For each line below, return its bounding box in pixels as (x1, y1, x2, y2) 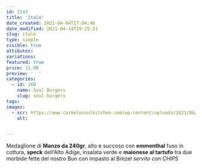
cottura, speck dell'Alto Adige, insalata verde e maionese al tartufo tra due (6, 149, 192, 156)
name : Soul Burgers (17, 87, 66, 93)
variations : (6, 54, 36, 60)
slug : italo (6, 31, 36, 37)
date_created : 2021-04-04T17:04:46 (6, 20, 96, 26)
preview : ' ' (6, 70, 42, 76)
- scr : (11, 110, 28, 116)
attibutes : (6, 48, 34, 54)
